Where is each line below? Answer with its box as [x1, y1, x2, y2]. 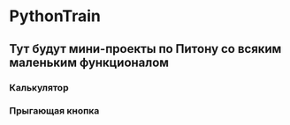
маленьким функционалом [9, 55, 170, 70]
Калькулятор [9, 81, 69, 93]
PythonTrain [9, 6, 102, 26]
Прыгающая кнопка [9, 105, 100, 117]
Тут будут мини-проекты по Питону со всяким [9, 41, 282, 56]
